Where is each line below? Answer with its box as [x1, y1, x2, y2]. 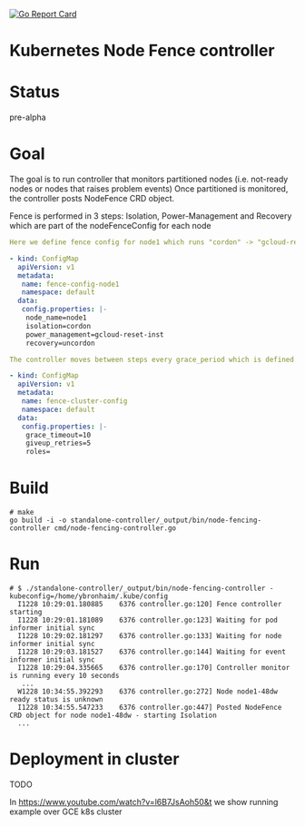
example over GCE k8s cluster [9, 806, 123, 817]
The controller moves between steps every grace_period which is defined [9, 355, 295, 364]
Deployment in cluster [9, 749, 180, 770]
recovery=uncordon [25, 339, 95, 348]
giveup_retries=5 [25, 438, 92, 448]
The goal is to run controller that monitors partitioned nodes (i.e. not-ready [9, 173, 289, 185]
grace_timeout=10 [25, 430, 92, 439]
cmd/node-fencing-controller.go [54, 524, 177, 533]
